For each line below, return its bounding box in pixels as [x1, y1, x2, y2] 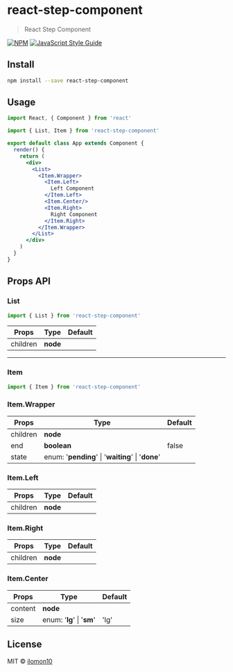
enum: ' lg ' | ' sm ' [42, 614, 96, 624]
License [7, 639, 42, 650]
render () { [13, 147, 45, 154]
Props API [7, 275, 51, 287]
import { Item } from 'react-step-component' [7, 383, 141, 391]
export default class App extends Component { [7, 140, 144, 147]
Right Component [51, 211, 98, 218]
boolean [44, 441, 71, 450]
